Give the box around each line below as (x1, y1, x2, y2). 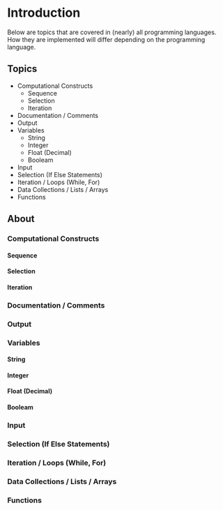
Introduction (7, 5, 81, 21)
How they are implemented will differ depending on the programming (7, 35, 206, 43)
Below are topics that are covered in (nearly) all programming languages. (7, 28, 217, 36)
